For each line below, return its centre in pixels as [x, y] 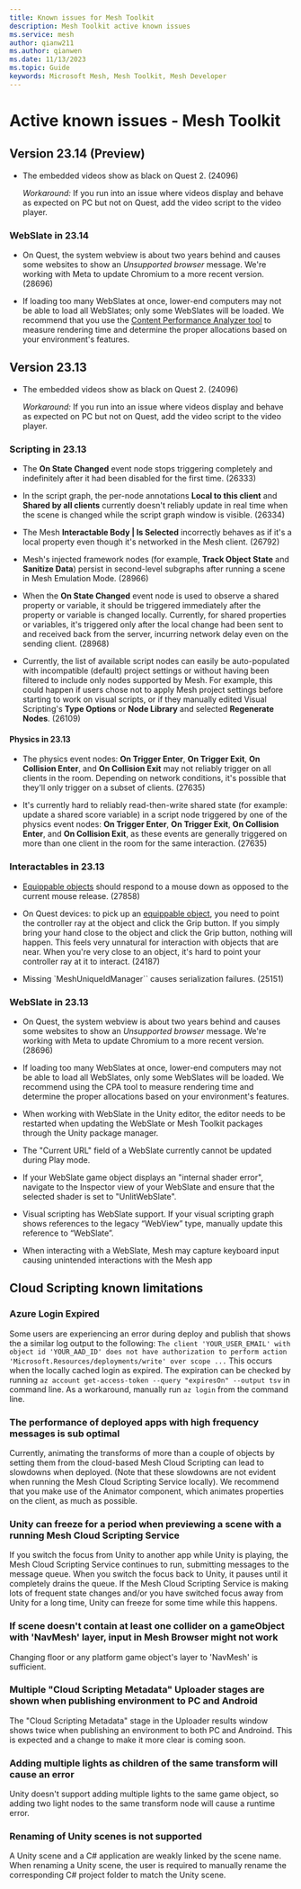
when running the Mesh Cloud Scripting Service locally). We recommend [144, 1481]
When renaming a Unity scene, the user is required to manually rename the [148, 1866]
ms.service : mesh [42, 34]
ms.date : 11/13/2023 [48, 59]
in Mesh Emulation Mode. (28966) [85, 579]
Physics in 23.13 [40, 739]
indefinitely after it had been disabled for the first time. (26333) [139, 479]
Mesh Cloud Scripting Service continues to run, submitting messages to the [149, 1565]
